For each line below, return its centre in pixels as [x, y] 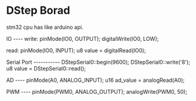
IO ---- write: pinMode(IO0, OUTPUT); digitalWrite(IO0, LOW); [82, 38]
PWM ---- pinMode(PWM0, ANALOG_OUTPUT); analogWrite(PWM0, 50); [97, 91]
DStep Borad [38, 11]
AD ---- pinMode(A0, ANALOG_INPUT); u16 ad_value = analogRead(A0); [95, 80]
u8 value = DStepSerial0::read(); [46, 68]
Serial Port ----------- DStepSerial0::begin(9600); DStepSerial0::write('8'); [98, 62]
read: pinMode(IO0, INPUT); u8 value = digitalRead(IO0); [76, 50]
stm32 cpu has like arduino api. [45, 27]
